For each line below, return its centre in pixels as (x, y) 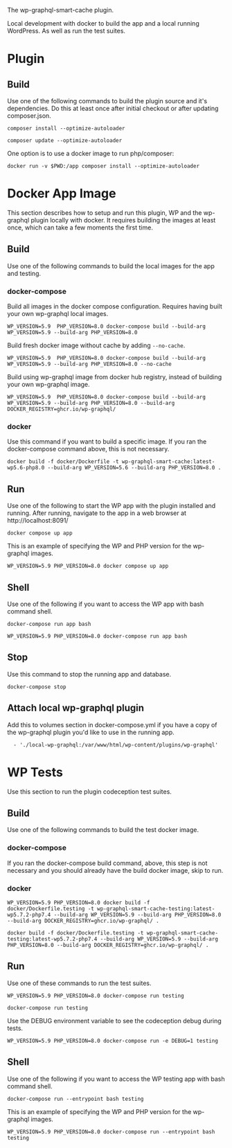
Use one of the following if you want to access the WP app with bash (106, 604)
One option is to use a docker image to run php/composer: (91, 153)
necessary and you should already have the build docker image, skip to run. (115, 870)
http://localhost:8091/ (38, 521)
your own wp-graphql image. (48, 385)
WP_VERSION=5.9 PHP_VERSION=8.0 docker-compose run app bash (97, 636)
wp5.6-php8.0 (26, 468)
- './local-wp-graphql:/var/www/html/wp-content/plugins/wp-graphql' (116, 745)
